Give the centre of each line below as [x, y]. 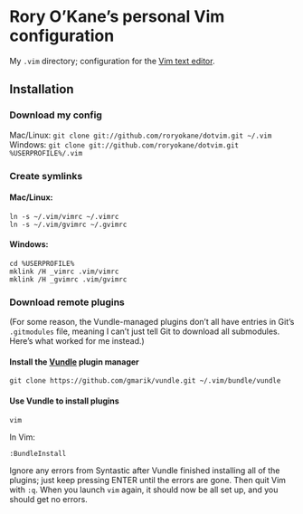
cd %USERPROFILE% [42, 263]
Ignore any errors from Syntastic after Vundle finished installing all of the [145, 470]
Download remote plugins [67, 302]
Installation [42, 89]
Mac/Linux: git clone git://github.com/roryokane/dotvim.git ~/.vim [141, 135]
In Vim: [23, 437]
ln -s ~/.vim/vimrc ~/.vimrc [64, 216]
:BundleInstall [38, 453]
